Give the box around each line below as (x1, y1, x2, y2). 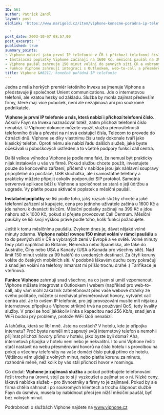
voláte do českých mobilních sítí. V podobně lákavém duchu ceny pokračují (5, 257, 157, 263)
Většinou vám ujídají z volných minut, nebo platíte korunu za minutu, (5, 354, 142, 360)
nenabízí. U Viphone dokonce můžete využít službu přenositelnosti (5, 125, 139, 130)
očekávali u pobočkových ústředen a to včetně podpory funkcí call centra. (5, 145, 155, 151)
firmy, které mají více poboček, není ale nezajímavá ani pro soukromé (5, 100, 144, 105)
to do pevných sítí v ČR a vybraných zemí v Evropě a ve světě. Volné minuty (5, 236, 158, 242)
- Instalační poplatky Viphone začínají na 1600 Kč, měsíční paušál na (5, 57, 154, 62)
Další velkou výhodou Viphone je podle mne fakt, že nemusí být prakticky (5, 155, 153, 161)
